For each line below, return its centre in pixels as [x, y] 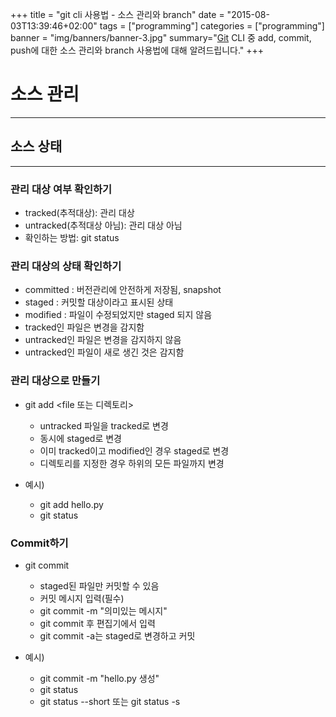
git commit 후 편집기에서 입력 [97, 623]
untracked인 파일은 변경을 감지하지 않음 [103, 340]
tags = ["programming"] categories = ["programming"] [212, 26]
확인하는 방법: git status [72, 238]
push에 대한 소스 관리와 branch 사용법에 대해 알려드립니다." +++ [137, 50]
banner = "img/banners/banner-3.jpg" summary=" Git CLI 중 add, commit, [161, 37]
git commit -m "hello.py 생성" [99, 678]
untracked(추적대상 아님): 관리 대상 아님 [103, 225]
